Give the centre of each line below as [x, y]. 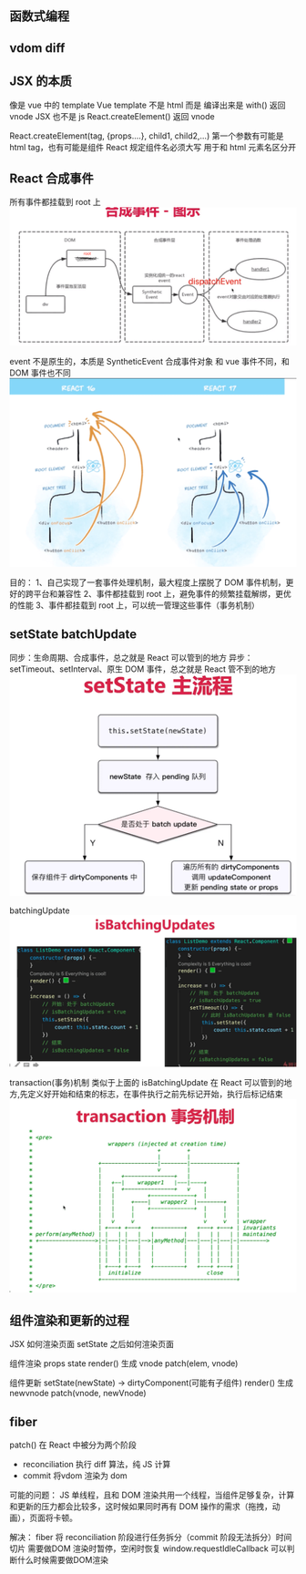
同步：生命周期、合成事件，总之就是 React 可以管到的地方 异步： [131, 657]
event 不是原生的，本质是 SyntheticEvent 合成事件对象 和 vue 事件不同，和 [149, 361]
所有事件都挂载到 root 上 [56, 202]
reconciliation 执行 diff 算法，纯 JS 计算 [97, 1464]
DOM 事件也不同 [40, 373]
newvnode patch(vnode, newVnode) [78, 1394]
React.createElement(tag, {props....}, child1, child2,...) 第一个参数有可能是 [147, 136]
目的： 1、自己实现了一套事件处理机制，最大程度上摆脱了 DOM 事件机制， [148, 582]
